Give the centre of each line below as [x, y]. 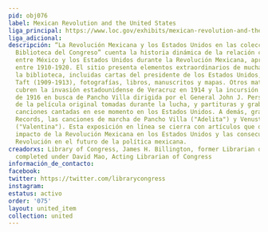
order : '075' [30, 201]
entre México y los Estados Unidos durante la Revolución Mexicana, [132, 61]
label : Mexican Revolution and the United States [93, 23]
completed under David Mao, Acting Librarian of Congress [114, 156]
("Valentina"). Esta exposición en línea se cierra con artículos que [135, 127]
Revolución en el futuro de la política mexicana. [101, 142]
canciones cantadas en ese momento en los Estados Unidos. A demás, [132, 112]
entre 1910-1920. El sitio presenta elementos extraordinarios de [128, 68]
